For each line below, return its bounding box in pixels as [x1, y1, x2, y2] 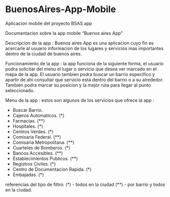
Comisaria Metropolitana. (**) [12, 139, 75, 145]
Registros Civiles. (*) [12, 161, 56, 167]
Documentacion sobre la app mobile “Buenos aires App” [5, 30, 123, 36]
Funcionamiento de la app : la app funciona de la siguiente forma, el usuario [5, 60, 164, 66]
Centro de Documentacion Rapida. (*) [12, 166, 92, 172]
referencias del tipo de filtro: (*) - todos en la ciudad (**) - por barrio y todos [5, 181, 165, 187]
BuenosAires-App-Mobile [5, 4, 116, 15]
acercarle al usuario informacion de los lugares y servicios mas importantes [5, 45, 164, 51]
